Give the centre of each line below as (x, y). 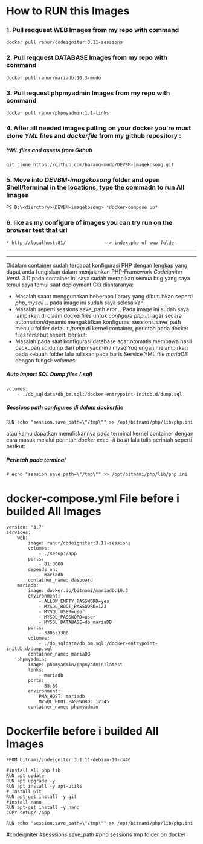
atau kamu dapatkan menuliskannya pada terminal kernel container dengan (100, 433)
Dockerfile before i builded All (82, 731)
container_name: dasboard (61, 580)
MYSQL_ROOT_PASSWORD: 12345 (74, 702)
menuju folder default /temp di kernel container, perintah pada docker (102, 328)
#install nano (24, 802)
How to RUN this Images (68, 11)
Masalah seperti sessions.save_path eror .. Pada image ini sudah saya (102, 309)
